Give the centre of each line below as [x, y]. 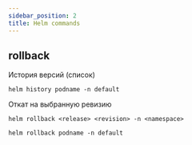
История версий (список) [52, 75]
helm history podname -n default [64, 90]
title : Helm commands [44, 23]
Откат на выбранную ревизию [60, 104]
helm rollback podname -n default [66, 133]
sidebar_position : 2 [43, 16]
